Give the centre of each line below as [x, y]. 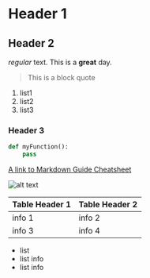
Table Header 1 [41, 205]
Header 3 [26, 130]
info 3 [23, 231]
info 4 [89, 231]
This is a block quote [62, 77]
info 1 [23, 218]
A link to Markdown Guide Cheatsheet [70, 170]
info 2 [89, 218]
